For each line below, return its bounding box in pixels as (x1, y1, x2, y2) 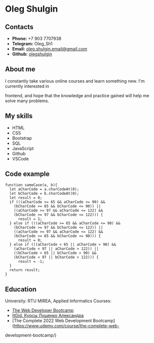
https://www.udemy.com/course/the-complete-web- (14, 323, 120, 329)
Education (5, 285, 37, 293)
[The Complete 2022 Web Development (12, 318, 92, 324)
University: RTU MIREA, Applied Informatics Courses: (5, 298, 112, 304)
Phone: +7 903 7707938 (12, 35, 62, 41)
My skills (5, 112, 33, 120)
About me (5, 65, 35, 73)
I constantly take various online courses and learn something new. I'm (5, 78, 145, 84)
